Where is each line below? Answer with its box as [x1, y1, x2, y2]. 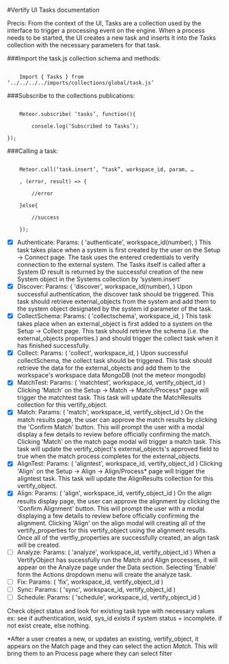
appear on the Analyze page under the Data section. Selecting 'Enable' [16, 562, 217, 571]
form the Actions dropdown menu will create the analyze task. [16, 570, 192, 578]
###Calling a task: [7, 147, 59, 155]
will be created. [16, 541, 61, 549]
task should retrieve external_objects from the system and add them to [16, 298, 217, 306]
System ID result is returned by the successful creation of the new [16, 268, 204, 276]
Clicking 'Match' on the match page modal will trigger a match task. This [16, 438, 221, 446]
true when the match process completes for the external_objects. [16, 452, 201, 460]
